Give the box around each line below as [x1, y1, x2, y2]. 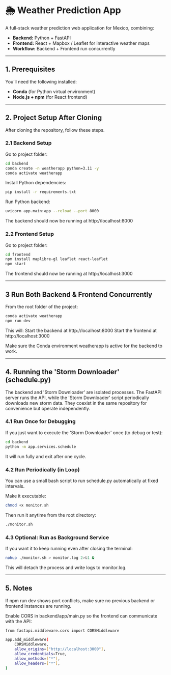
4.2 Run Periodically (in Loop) [5, 466, 80, 473]
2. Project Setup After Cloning [5, 114, 102, 122]
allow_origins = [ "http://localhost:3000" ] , [14, 646, 106, 652]
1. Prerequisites [5, 65, 55, 74]
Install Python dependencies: [5, 180, 66, 186]
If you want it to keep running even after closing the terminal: [5, 545, 133, 551]
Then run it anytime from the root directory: [5, 512, 97, 518]
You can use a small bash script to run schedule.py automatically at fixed [5, 477, 159, 484]
